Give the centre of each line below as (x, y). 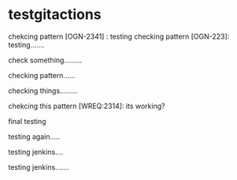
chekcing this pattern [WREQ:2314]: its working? (87, 106)
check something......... (45, 60)
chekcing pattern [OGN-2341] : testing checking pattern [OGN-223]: (119, 36)
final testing (27, 121)
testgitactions (55, 15)
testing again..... (34, 137)
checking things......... (43, 90)
